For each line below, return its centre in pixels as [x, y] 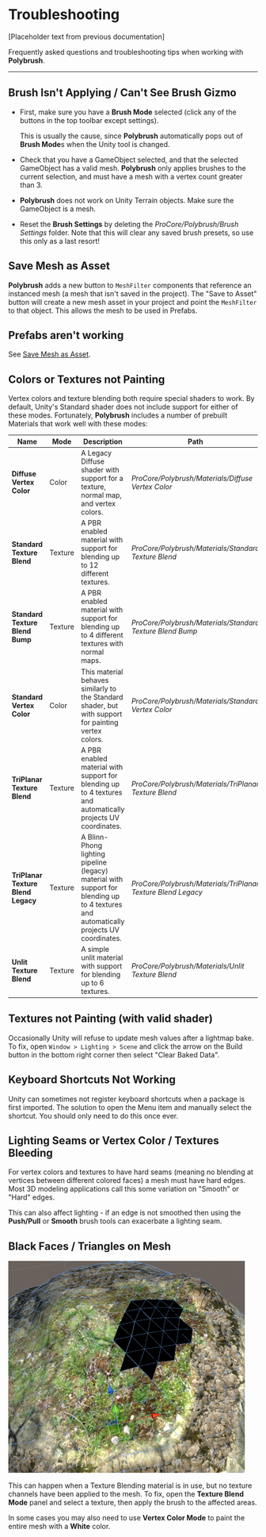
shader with [101, 469]
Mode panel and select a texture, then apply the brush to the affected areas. [133, 1503]
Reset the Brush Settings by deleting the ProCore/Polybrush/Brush [129, 224]
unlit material [102, 957]
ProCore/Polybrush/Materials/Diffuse [192, 478]
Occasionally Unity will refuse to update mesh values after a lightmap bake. [131, 1038]
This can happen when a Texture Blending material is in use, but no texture [130, 1485]
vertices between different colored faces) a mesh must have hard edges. [127, 1181]
